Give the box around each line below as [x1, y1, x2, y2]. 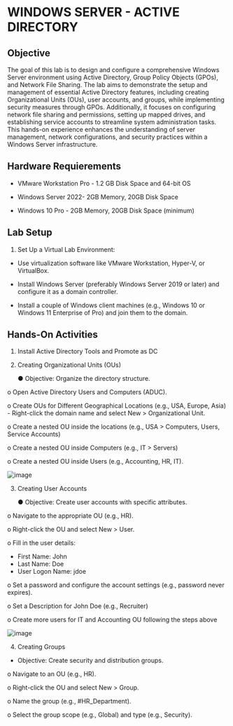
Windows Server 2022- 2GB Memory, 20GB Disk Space [17, 192, 178, 201]
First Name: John [17, 552, 68, 561]
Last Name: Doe [17, 560, 64, 568]
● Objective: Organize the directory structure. [17, 375, 150, 383]
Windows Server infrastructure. [7, 140, 98, 148]
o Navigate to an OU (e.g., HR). [7, 670, 97, 678]
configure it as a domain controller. [17, 287, 118, 295]
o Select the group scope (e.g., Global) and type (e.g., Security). [7, 711, 192, 719]
